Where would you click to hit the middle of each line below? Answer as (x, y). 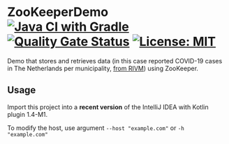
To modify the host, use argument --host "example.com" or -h (96, 128)
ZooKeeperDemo (58, 12)
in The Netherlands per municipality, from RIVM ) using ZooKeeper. (103, 68)
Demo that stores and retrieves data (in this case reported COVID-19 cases (115, 61)
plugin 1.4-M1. (28, 114)
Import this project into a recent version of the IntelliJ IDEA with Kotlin (108, 107)
